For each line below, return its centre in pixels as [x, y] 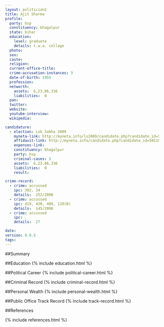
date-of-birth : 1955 [30, 77]
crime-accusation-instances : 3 [41, 73]
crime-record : [20, 181]
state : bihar [23, 32]
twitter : [18, 105]
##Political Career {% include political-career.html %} [59, 272]
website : [18, 109]
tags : [10, 240]
